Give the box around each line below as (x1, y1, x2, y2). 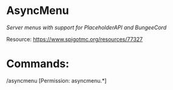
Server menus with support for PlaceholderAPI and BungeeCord (6, 24, 167, 31)
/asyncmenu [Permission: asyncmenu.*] (6, 77, 107, 84)
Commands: (6, 57, 70, 71)
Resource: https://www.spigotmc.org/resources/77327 (6, 35, 143, 43)
